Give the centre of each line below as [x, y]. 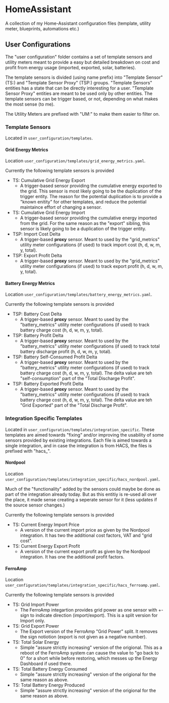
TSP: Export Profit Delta [37, 256]
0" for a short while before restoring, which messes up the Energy [89, 659]
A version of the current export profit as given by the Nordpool [85, 551]
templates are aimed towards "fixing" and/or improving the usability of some [84, 435]
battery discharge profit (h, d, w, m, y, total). [66, 352]
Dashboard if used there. [46, 664]
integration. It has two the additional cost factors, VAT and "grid [86, 535]
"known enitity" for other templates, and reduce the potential [83, 202]
